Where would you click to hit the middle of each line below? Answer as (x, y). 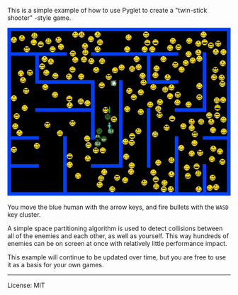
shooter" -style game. (39, 18)
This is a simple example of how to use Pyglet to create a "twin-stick (107, 10)
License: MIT (26, 285)
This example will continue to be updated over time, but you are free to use (117, 257)
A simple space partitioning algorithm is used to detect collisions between (115, 228)
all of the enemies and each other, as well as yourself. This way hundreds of (118, 236)
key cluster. (24, 215)
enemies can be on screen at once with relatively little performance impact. (118, 243)
